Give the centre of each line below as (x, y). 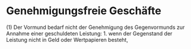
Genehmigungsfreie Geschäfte (84, 11)
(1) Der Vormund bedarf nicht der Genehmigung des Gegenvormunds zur (95, 27)
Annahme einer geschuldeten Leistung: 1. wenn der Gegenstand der (89, 33)
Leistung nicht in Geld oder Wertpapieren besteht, (67, 40)
